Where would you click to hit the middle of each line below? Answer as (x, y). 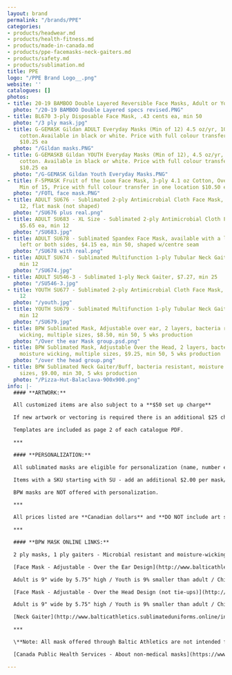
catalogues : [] (29, 91)
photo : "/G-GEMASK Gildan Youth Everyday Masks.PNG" (91, 174)
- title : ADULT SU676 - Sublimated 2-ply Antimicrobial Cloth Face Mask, (116, 200)
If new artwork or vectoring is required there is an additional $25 (115, 418)
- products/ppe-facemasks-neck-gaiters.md (69, 53)
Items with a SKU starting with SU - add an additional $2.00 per (111, 480)
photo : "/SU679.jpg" (43, 322)
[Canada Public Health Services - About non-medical (91, 654)
